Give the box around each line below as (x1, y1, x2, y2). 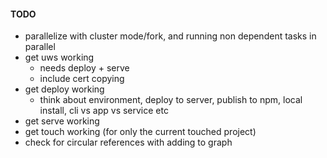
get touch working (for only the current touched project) (24, 126, 257, 138)
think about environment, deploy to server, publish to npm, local (39, 94, 303, 106)
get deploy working (24, 83, 105, 95)
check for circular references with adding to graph (24, 136, 233, 149)
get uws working (24, 51, 95, 64)
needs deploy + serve (39, 62, 130, 74)
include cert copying (39, 73, 125, 85)
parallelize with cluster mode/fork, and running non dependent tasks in (24, 30, 317, 42)
